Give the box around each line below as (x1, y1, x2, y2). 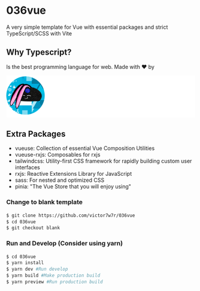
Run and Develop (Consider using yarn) (6, 239, 123, 248)
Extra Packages (6, 128, 66, 139)
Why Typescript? (6, 47, 72, 58)
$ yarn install (6, 260, 44, 266)
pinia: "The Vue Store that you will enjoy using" (14, 183, 132, 190)
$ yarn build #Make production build (6, 272, 101, 279)
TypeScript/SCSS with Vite (6, 29, 72, 37)
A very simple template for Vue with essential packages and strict (6, 23, 168, 31)
